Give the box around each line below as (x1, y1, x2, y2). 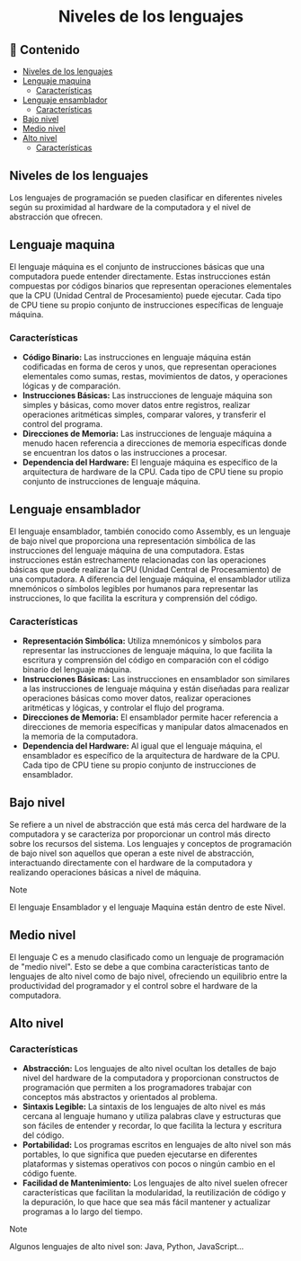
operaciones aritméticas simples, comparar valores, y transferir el (22, 409, 267, 420)
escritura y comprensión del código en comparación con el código (22, 654, 270, 666)
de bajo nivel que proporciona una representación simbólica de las (9, 535, 256, 546)
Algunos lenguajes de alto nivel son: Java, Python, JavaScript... (9, 1241, 244, 1252)
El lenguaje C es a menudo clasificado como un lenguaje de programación (9, 951, 285, 963)
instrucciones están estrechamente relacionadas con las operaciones (9, 555, 267, 565)
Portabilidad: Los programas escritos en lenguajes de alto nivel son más (22, 1140, 292, 1150)
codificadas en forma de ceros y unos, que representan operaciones (22, 361, 277, 372)
